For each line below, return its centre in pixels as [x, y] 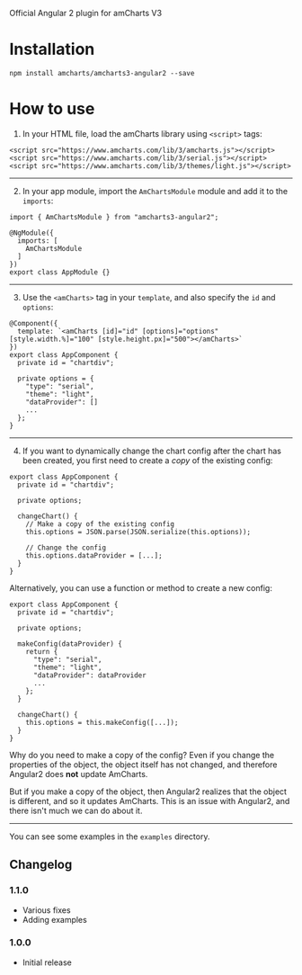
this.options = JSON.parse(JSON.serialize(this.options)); [138, 532]
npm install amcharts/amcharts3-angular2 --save [102, 73]
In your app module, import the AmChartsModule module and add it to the [155, 191]
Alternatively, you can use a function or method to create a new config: [141, 587]
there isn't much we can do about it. [76, 810]
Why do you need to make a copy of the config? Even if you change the [142, 755]
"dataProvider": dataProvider [89, 675]
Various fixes [46, 910]
